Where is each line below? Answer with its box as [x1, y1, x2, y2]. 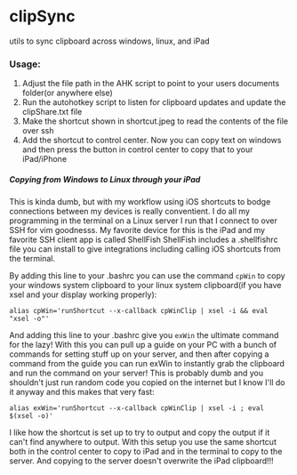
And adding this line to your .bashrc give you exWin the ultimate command [9, 330, 279, 341]
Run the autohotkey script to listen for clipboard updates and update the [21, 97, 286, 108]
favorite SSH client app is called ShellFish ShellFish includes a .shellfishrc [9, 234, 278, 246]
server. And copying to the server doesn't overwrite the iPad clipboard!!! [9, 455, 274, 466]
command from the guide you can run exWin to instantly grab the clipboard [9, 358, 285, 369]
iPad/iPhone [21, 154, 68, 165]
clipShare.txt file [21, 107, 83, 117]
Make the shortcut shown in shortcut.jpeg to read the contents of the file [21, 116, 289, 126]
